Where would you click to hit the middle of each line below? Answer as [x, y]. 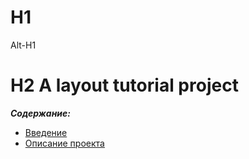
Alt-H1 [23, 45]
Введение [46, 132]
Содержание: [40, 113]
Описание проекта [64, 143]
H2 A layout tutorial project [124, 85]
